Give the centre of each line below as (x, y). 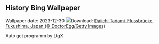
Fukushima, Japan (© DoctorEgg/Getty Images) (55, 26)
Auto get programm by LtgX (34, 36)
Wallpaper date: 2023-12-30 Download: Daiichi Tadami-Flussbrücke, (80, 21)
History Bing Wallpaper (43, 8)
